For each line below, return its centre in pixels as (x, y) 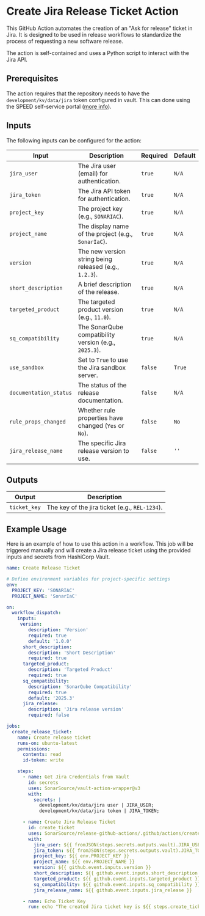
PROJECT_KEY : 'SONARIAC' (43, 590)
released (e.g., (99, 266)
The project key (100, 208)
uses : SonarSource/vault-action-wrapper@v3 (84, 788)
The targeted (96, 302)
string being (95, 259)
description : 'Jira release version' (76, 709)
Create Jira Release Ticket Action (92, 11)
